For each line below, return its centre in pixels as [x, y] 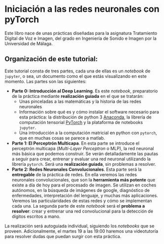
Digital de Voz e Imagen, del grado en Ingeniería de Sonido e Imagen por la [81, 38]
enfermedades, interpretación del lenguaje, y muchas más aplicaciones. [85, 195]
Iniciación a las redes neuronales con [82, 9]
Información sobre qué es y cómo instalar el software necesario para [89, 112]
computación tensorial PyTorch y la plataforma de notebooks [81, 122]
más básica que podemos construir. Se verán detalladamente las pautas [85, 153]
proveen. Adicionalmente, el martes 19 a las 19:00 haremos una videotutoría [82, 231]
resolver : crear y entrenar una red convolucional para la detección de [82, 211]
